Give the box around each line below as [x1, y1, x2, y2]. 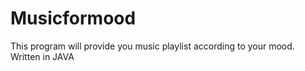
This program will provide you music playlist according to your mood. [10, 40, 295, 52]
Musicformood [10, 7, 137, 30]
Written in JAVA [10, 50, 75, 62]
